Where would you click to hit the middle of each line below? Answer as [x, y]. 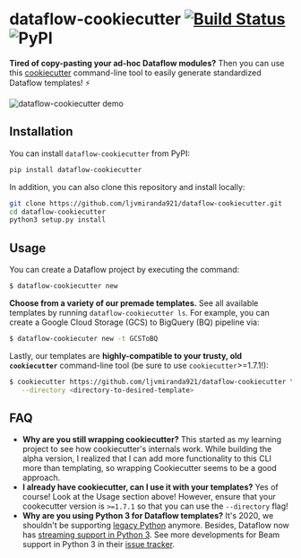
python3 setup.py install [57, 220]
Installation [41, 131]
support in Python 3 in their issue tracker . [99, 545]
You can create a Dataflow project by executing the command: [125, 270]
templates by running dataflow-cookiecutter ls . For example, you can [140, 312]
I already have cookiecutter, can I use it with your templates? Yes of [150, 487]
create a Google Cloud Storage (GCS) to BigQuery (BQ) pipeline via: [134, 322]
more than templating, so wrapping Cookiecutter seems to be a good [150, 468]
